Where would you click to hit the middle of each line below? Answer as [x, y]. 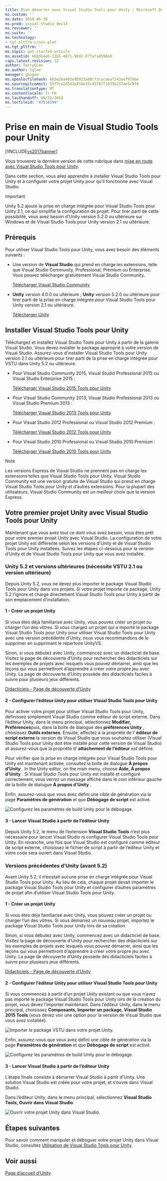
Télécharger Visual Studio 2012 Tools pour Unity [62, 432]
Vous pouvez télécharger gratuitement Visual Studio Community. [79, 275]
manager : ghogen [22, 75]
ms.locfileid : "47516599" [32, 103]
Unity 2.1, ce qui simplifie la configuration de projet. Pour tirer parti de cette [82, 211]
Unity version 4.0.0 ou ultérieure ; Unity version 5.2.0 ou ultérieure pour [86, 294]
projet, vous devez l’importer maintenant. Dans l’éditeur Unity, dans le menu [83, 1005]
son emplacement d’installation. [38, 599]
